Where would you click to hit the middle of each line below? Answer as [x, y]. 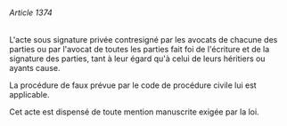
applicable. [29, 95]
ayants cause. [35, 68]
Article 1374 [31, 12]
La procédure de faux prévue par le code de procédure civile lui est [133, 85]
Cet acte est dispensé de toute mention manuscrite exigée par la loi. [135, 112]
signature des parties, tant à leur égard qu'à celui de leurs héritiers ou [137, 59]
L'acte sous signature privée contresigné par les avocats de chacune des [143, 40]
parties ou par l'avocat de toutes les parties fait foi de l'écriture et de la [139, 50]
